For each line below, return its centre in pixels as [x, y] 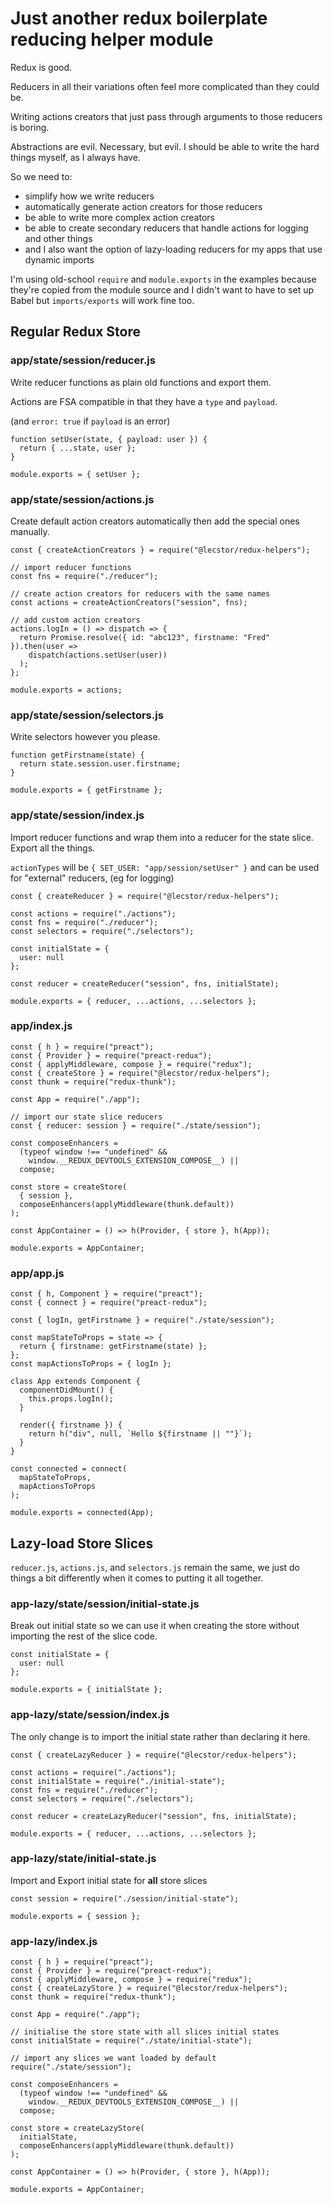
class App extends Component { [75, 1382]
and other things [58, 238]
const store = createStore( [69, 1187]
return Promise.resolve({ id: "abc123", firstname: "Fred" [145, 637]
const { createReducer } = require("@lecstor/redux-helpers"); [145, 896]
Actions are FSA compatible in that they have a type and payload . [144, 401]
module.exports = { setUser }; [75, 474]
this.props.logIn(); [71, 1399]
